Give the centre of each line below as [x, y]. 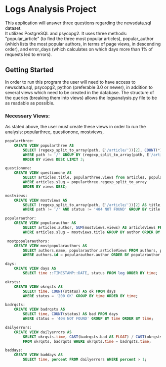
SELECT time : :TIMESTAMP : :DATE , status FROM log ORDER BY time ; [90, 273]
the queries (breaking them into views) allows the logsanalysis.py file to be [81, 98]
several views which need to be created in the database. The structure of [80, 92]
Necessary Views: [28, 116]
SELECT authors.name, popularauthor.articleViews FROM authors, [90, 250]
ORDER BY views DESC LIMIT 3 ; [54, 159]
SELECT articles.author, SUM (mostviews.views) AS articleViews [89, 228]
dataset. [14, 28]
